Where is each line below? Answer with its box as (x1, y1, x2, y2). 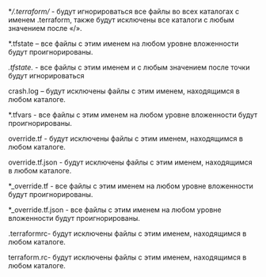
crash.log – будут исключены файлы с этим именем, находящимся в (8, 86, 240, 96)
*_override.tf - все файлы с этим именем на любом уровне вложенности (8, 181, 253, 191)
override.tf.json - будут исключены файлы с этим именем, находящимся (8, 157, 253, 167)
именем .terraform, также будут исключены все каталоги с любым (8, 15, 235, 25)
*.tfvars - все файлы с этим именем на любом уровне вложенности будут (8, 110, 258, 120)
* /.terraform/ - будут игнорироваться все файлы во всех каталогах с (8, 7, 240, 16)
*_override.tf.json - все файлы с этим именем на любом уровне (8, 205, 222, 214)
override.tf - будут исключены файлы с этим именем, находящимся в (8, 134, 244, 143)
